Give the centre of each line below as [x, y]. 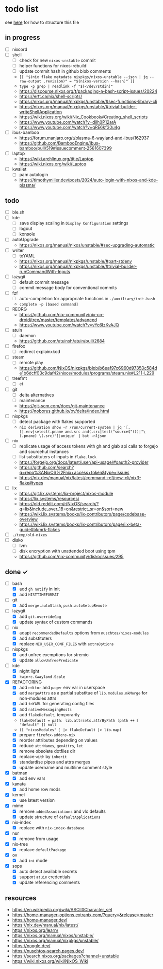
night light [29, 671]
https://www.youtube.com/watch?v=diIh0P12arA [68, 122]
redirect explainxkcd [40, 352]
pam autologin [34, 175]
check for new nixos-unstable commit [57, 60]
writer [18, 250]
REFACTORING [27, 682]
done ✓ [16, 572]
